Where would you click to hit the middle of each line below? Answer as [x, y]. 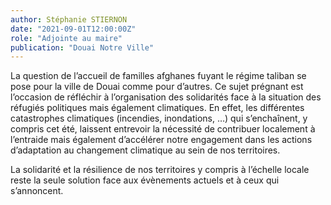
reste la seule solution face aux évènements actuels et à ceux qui [145, 180]
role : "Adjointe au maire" [66, 38]
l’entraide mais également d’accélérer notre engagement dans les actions [161, 140]
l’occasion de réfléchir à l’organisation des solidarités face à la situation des [166, 97]
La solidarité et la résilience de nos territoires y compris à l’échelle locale [160, 170]
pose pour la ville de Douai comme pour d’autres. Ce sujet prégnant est [157, 87]
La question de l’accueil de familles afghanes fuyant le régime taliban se [158, 76]
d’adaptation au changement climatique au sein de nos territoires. [145, 150]
